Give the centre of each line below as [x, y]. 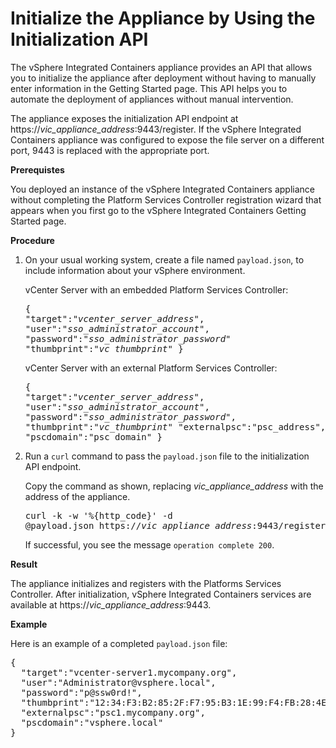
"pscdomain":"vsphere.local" [92, 722]
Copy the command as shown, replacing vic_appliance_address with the [174, 486]
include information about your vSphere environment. [135, 270]
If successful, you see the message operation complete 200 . [149, 544]
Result [24, 564]
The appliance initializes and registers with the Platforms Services [146, 583]
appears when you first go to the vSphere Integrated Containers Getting [158, 210]
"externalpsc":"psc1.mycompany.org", [113, 712]
